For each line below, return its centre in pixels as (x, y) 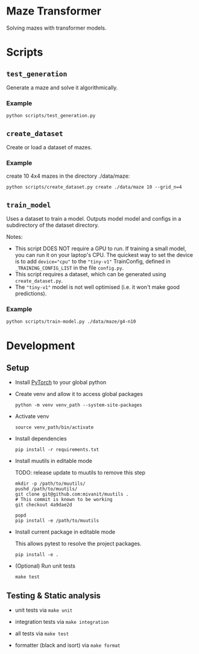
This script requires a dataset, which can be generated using (90, 274)
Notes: (14, 237)
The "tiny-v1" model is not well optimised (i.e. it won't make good (97, 287)
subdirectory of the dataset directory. (53, 225)
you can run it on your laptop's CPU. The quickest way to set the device (104, 255)
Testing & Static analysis (54, 596)
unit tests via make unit (44, 610)
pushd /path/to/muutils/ (46, 489)
